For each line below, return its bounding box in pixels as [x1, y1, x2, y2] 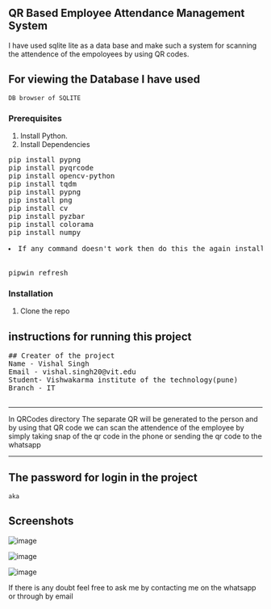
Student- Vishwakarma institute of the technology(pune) [8, 376, 239, 384]
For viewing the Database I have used [8, 73, 201, 86]
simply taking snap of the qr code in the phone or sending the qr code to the [8, 431, 262, 441]
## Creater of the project [8, 351, 115, 360]
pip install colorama [8, 220, 94, 229]
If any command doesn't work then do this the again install [18, 244, 265, 253]
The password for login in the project [8, 471, 198, 485]
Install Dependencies [19, 139, 90, 149]
